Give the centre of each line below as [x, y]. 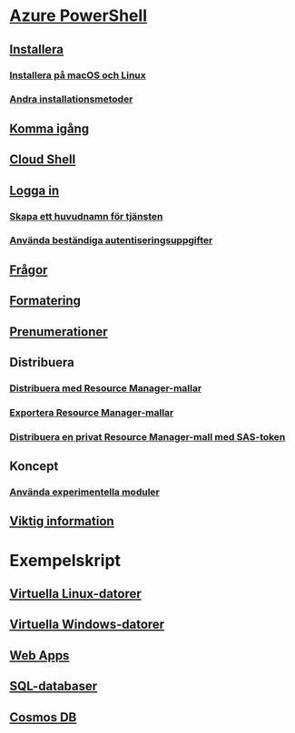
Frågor [29, 270]
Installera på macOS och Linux [78, 75]
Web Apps [39, 655]
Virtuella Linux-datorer [76, 594]
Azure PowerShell [79, 16]
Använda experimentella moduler [85, 493]
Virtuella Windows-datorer [87, 625]
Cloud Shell [43, 160]
